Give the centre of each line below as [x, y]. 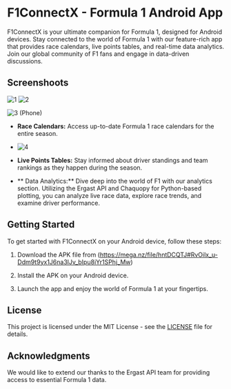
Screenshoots [38, 83]
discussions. [25, 61]
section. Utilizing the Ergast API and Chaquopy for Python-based [109, 188]
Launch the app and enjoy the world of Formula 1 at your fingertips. [112, 288]
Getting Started [41, 225]
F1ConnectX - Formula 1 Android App [115, 13]
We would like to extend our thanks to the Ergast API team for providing [109, 372]
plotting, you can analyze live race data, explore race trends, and [109, 195]
